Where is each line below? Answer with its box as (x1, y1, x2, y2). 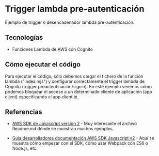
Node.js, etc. (12, 145, 38, 151)
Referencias (5, 108, 43, 116)
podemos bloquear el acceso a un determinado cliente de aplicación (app (5, 89, 153, 94)
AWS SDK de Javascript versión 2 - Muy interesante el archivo (12, 121, 137, 126)
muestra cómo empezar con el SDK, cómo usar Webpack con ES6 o (12, 140, 148, 146)
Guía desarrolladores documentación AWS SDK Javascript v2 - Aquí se (12, 135, 154, 141)
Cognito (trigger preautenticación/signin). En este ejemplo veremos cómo (5, 83, 152, 89)
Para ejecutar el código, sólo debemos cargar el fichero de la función (5, 73, 143, 79)
